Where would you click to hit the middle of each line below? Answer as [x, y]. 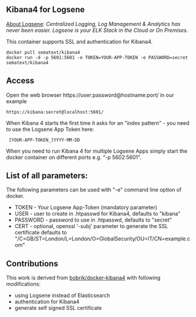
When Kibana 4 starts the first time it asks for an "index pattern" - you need [98, 123]
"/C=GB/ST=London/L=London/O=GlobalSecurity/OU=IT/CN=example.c [102, 239]
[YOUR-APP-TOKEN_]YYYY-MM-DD [44, 140]
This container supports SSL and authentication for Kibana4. [79, 41]
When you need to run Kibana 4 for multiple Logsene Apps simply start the [97, 151]
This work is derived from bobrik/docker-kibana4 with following [83, 278]
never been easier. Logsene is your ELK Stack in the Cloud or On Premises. [97, 30]
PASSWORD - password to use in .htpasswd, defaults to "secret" [93, 220]
